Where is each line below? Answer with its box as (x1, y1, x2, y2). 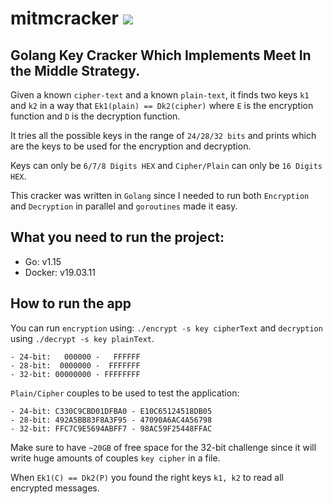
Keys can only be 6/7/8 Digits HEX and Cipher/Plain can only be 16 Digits (10, 160, 323, 171)
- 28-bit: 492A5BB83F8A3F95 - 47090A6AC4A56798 (10, 415, 213, 425)
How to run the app (10, 295, 132, 312)
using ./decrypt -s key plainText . (10, 332, 155, 344)
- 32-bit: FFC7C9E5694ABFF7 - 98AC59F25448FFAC (10, 423, 213, 434)
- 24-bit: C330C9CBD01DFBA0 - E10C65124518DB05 (10, 406, 213, 416)
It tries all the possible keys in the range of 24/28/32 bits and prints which (10, 130, 317, 141)
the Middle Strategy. (10, 62, 141, 79)
